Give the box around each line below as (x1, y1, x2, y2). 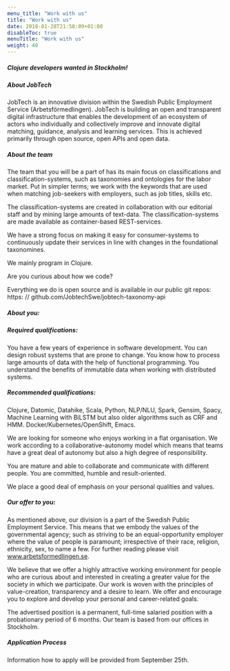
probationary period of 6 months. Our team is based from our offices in (7, 615, 209, 624)
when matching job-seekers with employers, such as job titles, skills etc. (7, 190, 213, 198)
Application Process (7, 638, 67, 647)
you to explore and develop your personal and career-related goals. (7, 595, 199, 603)
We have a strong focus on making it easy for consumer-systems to (7, 231, 200, 239)
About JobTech (7, 81, 52, 89)
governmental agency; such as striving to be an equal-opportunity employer (7, 530, 224, 538)
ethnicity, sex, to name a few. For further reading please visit (7, 544, 179, 553)
